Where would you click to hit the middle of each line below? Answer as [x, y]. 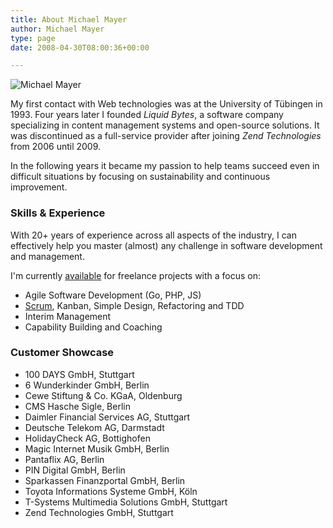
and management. [47, 256]
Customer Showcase [62, 353]
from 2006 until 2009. [56, 147]
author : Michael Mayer [57, 29]
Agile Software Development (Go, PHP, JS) [113, 295]
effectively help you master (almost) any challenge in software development [166, 245]
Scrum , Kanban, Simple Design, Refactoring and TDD [134, 305]
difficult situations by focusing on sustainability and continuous [140, 177]
